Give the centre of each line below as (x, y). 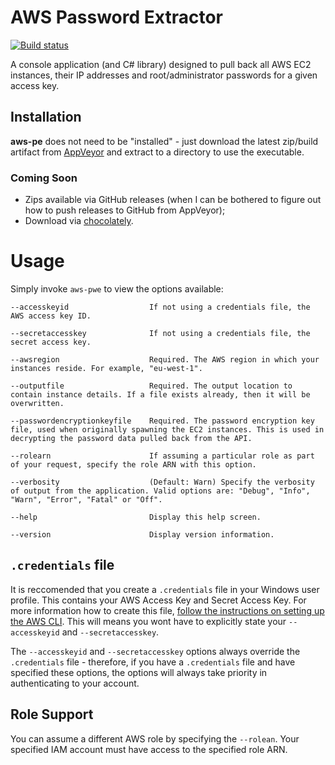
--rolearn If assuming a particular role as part (162, 456)
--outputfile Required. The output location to (151, 386)
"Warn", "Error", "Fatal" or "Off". (86, 499)
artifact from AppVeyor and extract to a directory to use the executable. (157, 152)
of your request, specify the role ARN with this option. (133, 464)
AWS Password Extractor (116, 17)
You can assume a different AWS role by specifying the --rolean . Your (155, 738)
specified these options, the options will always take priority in (139, 672)
